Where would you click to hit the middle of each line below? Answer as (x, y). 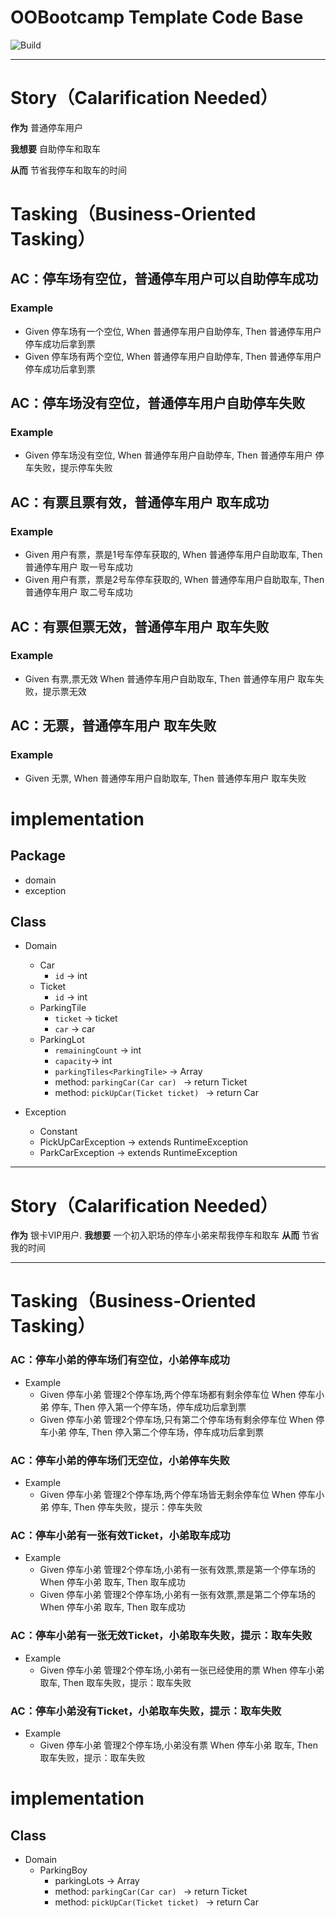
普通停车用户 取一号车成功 (78, 567)
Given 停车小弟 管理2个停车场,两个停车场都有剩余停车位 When (168, 1394)
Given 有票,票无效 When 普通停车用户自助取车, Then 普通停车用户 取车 (170, 678)
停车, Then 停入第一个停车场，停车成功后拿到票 (149, 1407)
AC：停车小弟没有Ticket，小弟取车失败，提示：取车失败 (146, 1711)
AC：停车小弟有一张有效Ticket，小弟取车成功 (120, 1535)
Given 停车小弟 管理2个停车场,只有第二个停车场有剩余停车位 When (176, 1419)
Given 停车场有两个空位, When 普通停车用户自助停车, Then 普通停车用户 (173, 356)
